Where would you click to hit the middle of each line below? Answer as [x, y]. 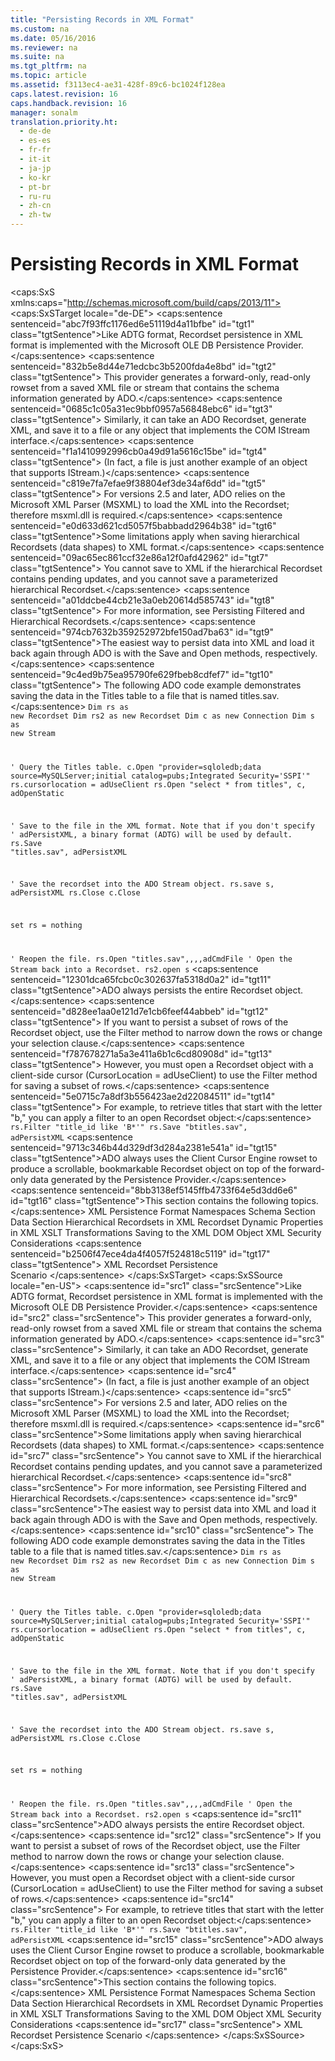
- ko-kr [35, 177]
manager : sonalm [44, 112]
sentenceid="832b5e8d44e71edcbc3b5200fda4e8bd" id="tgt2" [143, 366]
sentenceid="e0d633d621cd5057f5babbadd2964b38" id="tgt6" [143, 525]
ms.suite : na [37, 57]
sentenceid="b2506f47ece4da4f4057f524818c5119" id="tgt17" [140, 1254]
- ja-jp [35, 168]
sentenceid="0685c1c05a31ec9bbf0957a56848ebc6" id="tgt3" [141, 408]
